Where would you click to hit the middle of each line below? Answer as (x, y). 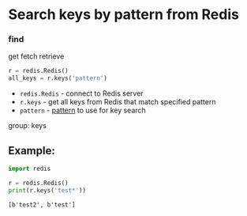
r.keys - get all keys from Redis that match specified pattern (118, 102)
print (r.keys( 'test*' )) (47, 190)
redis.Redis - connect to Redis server (81, 93)
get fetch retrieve (36, 56)
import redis (30, 169)
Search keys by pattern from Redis (123, 15)
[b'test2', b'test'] (42, 205)
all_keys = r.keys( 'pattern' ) (58, 78)
